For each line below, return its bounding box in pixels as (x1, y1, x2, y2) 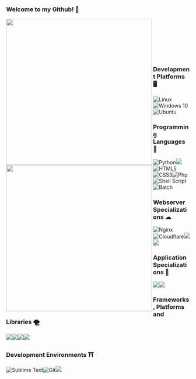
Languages (153, 137, 185, 146)
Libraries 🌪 (6, 318, 40, 326)
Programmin (153, 123, 189, 131)
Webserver (153, 198, 185, 206)
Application (153, 254, 187, 262)
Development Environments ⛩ (6, 350, 94, 359)
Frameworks (153, 295, 190, 304)
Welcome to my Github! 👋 (6, 5, 80, 13)
